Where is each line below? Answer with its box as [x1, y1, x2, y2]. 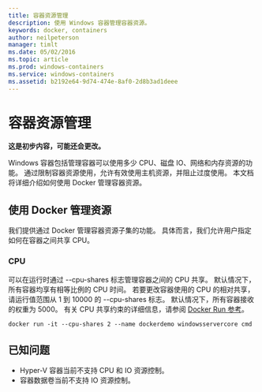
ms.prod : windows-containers [8, 63, 104, 71]
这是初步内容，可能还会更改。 [8, 141, 105, 151]
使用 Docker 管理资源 [8, 203, 112, 217]
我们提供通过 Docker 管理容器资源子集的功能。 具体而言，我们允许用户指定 [8, 226, 253, 235]
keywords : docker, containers [8, 26, 108, 34]
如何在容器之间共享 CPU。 [8, 236, 95, 245]
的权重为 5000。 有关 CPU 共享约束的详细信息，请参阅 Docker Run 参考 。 [8, 304, 249, 314]
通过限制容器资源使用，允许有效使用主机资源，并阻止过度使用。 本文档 [23, 168, 254, 177]
